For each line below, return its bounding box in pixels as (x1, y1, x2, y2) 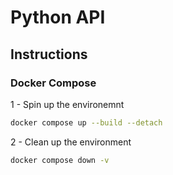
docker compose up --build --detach (10, 117, 163, 128)
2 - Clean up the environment (10, 136, 132, 148)
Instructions (10, 46, 88, 63)
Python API (10, 6, 106, 29)
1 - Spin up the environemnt (10, 98, 125, 110)
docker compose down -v (10, 155, 110, 165)
